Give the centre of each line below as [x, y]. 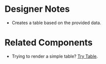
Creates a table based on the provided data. [56, 23]
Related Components [49, 43]
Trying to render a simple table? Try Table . [55, 56]
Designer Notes [37, 9]
